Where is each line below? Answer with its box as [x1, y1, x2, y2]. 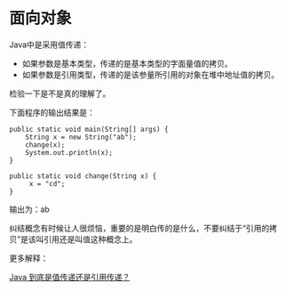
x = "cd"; [28, 179, 66, 188]
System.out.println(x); [25, 148, 114, 157]
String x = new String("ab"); [25, 133, 138, 141]
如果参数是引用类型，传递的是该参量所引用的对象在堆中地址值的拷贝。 [21, 69, 280, 80]
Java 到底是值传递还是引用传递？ [9, 271, 131, 282]
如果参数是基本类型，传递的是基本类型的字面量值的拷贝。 [21, 58, 233, 69]
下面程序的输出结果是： [9, 107, 95, 117]
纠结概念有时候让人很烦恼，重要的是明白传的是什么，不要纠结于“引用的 [9, 222, 270, 233]
